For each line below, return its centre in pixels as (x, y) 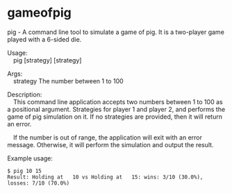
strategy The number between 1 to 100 (68, 81)
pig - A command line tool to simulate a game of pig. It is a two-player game (116, 32)
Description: (25, 94)
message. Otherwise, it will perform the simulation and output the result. (110, 144)
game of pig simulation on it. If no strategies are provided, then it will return (115, 117)
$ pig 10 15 (24, 171)
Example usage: (30, 158)
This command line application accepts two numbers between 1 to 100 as (118, 101)
